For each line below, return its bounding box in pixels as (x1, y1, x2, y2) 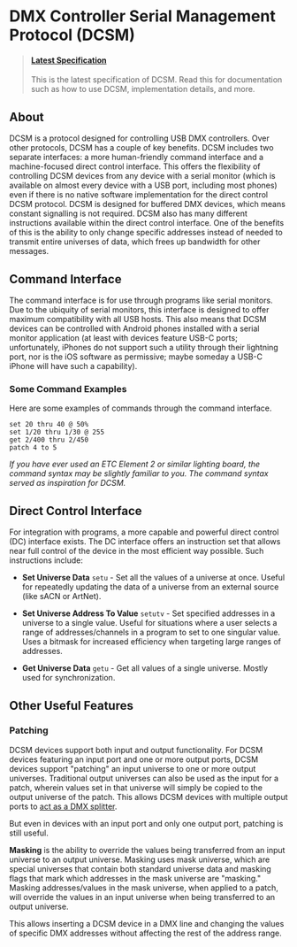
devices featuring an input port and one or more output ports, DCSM (9, 754, 259, 765)
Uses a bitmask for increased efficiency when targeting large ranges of (21, 636, 281, 647)
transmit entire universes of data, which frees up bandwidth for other (9, 236, 261, 247)
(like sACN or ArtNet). (21, 591, 102, 602)
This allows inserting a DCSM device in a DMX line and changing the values (9, 918, 285, 928)
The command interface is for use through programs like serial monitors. (9, 295, 273, 306)
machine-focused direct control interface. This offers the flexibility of (9, 161, 261, 172)
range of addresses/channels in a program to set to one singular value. (21, 627, 281, 638)
